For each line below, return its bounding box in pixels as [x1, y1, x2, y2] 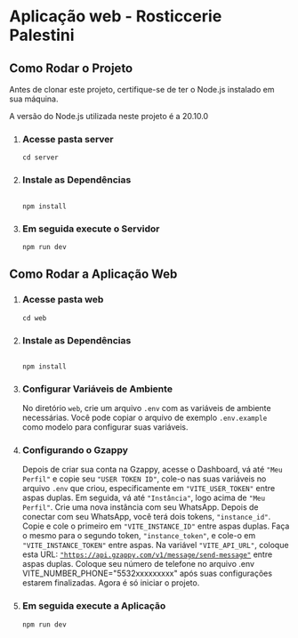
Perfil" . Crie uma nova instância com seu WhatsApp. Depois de [21, 502, 259, 513]
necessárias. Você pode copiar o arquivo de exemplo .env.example [21, 412, 268, 424]
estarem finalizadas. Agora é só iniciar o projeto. [21, 577, 200, 588]
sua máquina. [9, 93, 59, 104]
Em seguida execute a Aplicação [21, 600, 166, 612]
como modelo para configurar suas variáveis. [21, 422, 189, 432]
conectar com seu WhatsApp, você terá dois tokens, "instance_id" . [21, 512, 271, 522]
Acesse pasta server [21, 133, 114, 145]
